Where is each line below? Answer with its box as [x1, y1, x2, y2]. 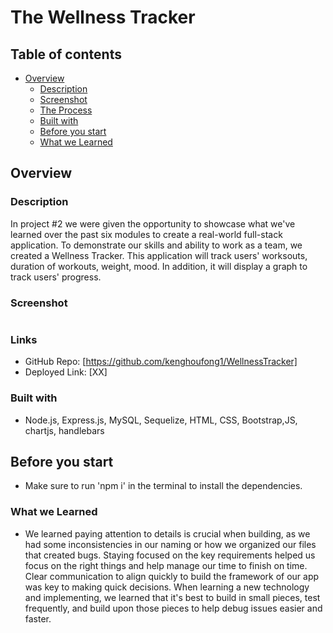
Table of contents [10, 46, 122, 63]
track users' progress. [10, 271, 102, 283]
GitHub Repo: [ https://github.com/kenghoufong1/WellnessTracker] [24, 356, 298, 368]
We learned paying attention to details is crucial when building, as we [24, 527, 311, 540]
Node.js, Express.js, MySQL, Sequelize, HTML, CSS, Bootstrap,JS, [24, 414, 298, 426]
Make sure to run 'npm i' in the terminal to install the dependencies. [24, 480, 303, 492]
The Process [39, 104, 93, 116]
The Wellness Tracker [10, 6, 196, 29]
